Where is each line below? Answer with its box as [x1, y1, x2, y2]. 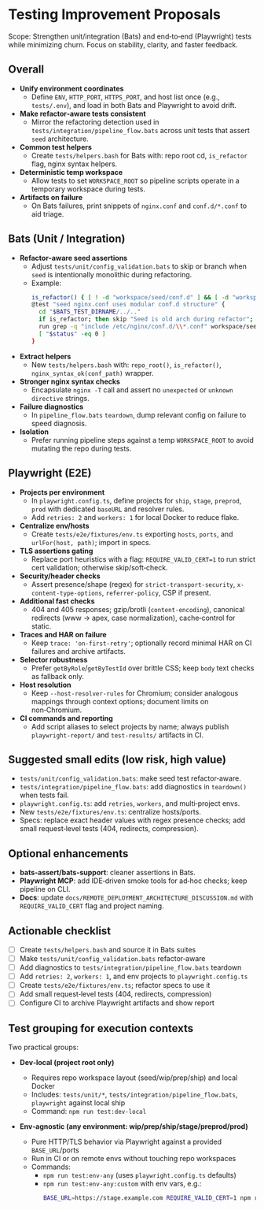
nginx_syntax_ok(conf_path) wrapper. [31, 368, 154, 377]
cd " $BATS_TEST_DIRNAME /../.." [38, 308, 141, 316]
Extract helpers [19, 351, 71, 361]
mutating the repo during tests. [31, 444, 132, 453]
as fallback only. [31, 671, 84, 681]
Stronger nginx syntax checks [19, 377, 120, 386]
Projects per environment [19, 487, 105, 497]
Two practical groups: [8, 1042, 79, 1052]
